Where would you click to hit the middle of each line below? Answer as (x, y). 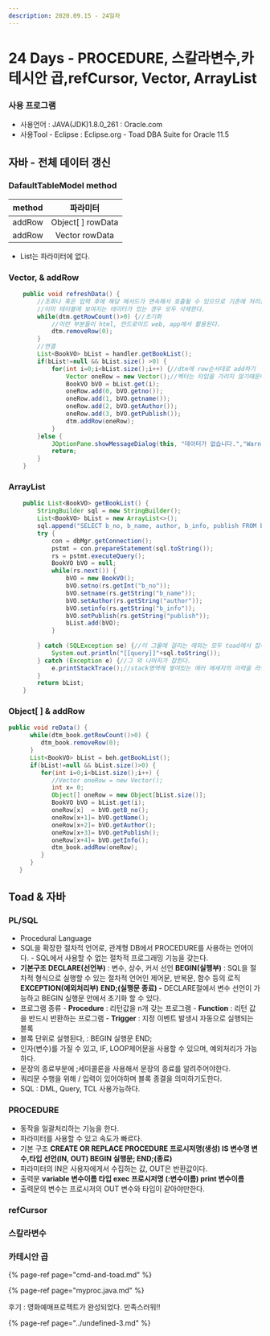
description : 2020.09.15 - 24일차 (64, 16)
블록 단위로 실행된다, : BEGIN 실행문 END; (86, 1038)
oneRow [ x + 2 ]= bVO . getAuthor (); (104, 825)
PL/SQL (23, 921)
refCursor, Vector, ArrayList (162, 78)
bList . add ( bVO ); (93, 623)
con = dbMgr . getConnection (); (102, 541)
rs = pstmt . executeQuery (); (98, 556)
